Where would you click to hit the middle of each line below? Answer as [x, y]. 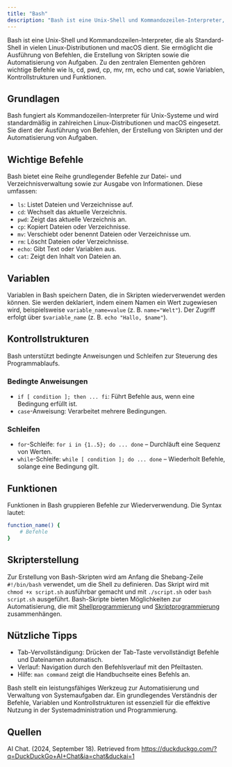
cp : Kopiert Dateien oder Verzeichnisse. [74, 227]
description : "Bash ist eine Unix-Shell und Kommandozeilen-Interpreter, [116, 20]
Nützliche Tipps [42, 635]
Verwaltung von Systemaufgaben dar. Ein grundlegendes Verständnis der [112, 695]
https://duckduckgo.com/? [179, 749]
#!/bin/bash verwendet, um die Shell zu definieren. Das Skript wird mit [108, 584]
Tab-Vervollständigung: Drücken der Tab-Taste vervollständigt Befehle [118, 652]
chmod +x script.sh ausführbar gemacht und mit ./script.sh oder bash [109, 592]
